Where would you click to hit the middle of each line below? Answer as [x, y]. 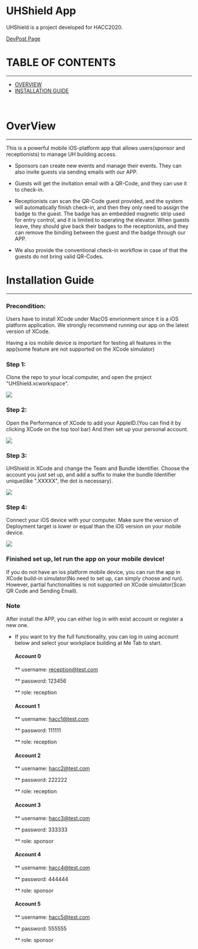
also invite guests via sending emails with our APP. [76, 172]
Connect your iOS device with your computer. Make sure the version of [92, 520]
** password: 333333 [41, 829]
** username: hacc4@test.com [52, 868]
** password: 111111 [38, 730]
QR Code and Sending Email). [42, 591]
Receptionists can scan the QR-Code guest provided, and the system [99, 201]
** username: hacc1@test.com [52, 719]
